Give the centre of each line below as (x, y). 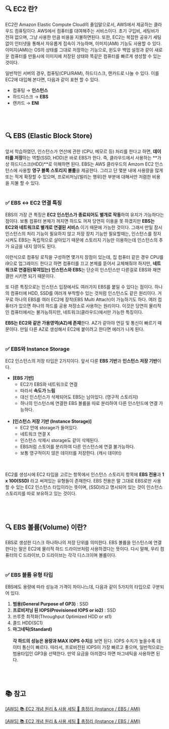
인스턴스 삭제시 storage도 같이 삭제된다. (60, 440)
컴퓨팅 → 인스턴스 (30, 90)
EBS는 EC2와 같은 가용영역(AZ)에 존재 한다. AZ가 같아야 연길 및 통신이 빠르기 (81, 322)
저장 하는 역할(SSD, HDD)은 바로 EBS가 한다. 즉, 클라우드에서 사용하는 (83, 157)
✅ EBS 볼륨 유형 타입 (29, 575)
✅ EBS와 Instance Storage (37, 349)
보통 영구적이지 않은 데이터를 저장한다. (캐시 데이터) (71, 453)
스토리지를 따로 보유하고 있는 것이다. (41, 494)
